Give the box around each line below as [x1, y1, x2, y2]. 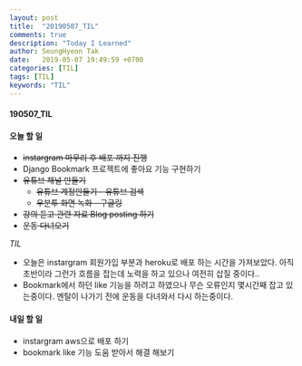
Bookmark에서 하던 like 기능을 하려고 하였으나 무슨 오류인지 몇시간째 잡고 [22, 280, 284, 291]
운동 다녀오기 [22, 220, 70, 231]
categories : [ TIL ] [9, 64, 79, 73]
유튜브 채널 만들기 [22, 175, 86, 186]
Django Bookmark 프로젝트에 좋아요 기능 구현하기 [22, 164, 201, 175]
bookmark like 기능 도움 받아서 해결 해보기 [22, 346, 175, 358]
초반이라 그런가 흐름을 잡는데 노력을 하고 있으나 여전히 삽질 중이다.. [22, 268, 260, 279]
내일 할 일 [9, 313, 44, 324]
